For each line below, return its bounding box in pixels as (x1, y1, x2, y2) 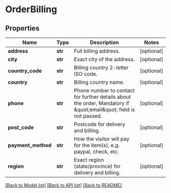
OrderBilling (5, 4, 58, 15)
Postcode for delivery (73, 121, 126, 128)
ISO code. (73, 70, 98, 77)
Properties (5, 24, 40, 33)
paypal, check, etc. (73, 148, 120, 155)
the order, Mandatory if (73, 100, 129, 106)
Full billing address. (73, 47, 120, 54)
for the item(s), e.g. (73, 142, 120, 149)
